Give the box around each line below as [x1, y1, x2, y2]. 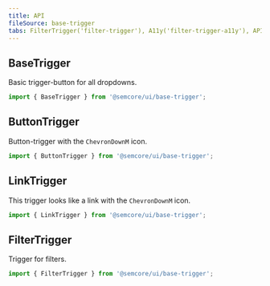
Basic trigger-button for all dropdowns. [8, 78, 137, 87]
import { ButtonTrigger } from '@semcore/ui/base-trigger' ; [8, 151, 215, 160]
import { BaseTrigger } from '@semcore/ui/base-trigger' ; [8, 93, 207, 101]
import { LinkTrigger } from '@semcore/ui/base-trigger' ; [8, 211, 207, 219]
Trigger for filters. [8, 254, 67, 264]
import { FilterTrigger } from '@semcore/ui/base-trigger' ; [8, 270, 215, 278]
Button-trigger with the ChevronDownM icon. [8, 136, 148, 146]
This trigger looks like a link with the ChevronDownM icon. [8, 195, 191, 205]
